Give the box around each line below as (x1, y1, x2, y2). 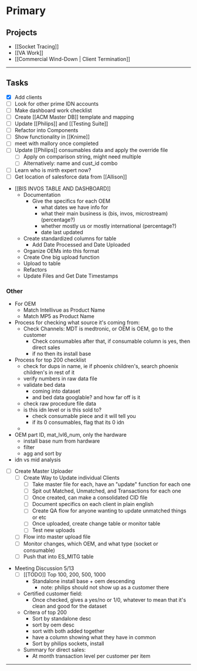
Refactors (23, 266, 47, 273)
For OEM (14, 300, 36, 307)
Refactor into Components (14, 127, 79, 134)
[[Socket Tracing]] (14, 43, 59, 50)
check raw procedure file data (23, 400, 97, 407)
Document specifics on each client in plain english (32, 501, 154, 508)
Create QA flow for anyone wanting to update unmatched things (32, 507, 186, 514)
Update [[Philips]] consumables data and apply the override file (14, 147, 168, 154)
